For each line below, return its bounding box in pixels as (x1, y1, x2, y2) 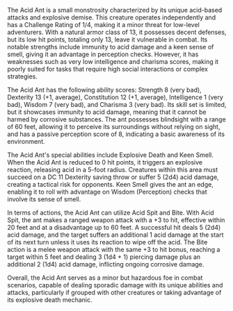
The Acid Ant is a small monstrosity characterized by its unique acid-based (7, 6, 223, 14)
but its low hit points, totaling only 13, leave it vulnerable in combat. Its (7, 35, 208, 44)
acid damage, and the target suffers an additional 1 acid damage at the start (7, 230, 224, 239)
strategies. (7, 72, 38, 81)
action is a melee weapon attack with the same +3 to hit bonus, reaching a (7, 246, 220, 253)
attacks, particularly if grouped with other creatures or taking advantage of (7, 288, 222, 296)
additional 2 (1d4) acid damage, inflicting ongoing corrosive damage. (7, 260, 204, 268)
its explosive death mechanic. (7, 296, 93, 304)
